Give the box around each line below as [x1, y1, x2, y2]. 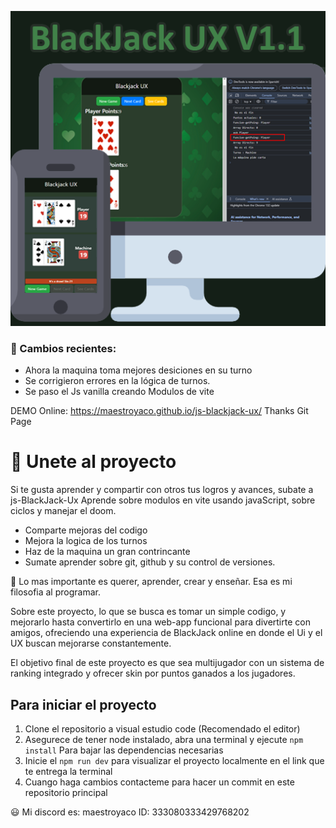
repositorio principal [24, 787, 108, 799]
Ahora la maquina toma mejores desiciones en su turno [24, 364, 253, 376]
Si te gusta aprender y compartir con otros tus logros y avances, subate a [10, 484, 314, 496]
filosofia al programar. [10, 586, 101, 598]
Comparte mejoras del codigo [24, 524, 148, 536]
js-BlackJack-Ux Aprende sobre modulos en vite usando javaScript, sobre [10, 494, 316, 506]
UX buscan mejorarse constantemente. [10, 637, 172, 650]
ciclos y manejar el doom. [10, 505, 117, 517]
